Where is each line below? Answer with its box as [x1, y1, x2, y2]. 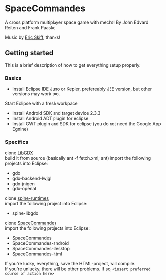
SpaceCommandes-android [12, 240, 69, 246]
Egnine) [12, 126, 28, 132]
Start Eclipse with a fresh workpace [5, 100, 78, 107]
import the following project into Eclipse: [5, 201, 88, 207]
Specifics [5, 138, 29, 145]
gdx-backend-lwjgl [12, 175, 52, 182]
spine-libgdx [12, 210, 39, 216]
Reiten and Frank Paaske [5, 24, 56, 30]
